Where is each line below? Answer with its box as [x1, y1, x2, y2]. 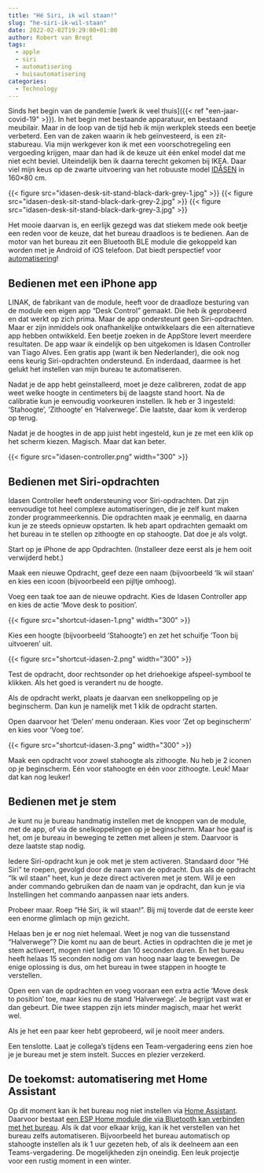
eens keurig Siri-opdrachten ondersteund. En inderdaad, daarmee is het [8, 356, 241, 366]
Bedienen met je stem [8, 795, 116, 809]
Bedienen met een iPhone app [8, 276, 158, 290]
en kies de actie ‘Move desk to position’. [8, 600, 137, 609]
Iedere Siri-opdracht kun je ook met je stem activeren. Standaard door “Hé [8, 856, 249, 866]
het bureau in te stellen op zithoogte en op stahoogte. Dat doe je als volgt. [8, 529, 247, 538]
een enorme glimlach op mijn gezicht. [8, 913, 130, 923]
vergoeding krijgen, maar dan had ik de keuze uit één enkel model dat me [8, 148, 246, 157]
